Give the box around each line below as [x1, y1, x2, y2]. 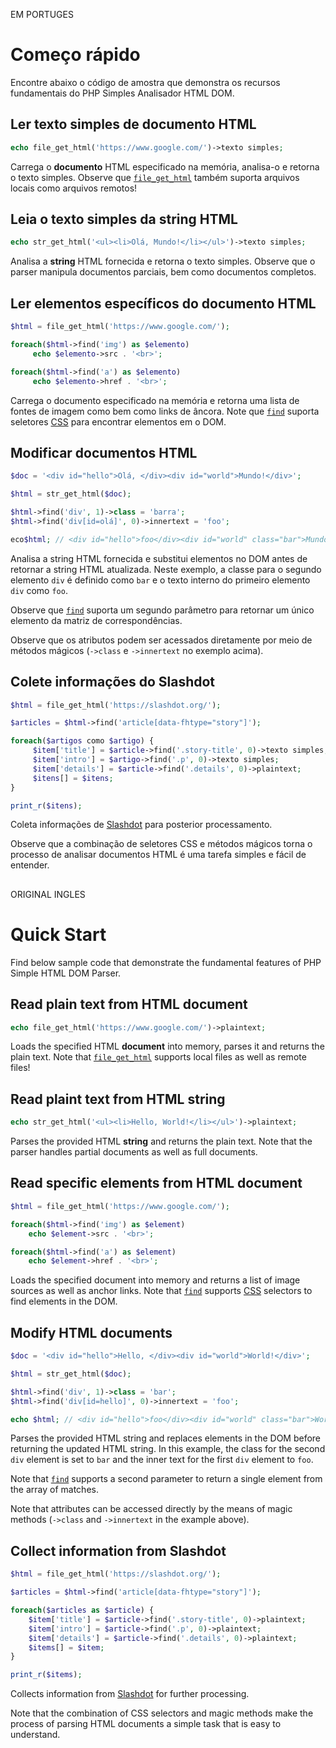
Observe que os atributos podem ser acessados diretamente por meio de [10, 634, 313, 646]
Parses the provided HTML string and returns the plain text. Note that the [10, 1135, 313, 1148]
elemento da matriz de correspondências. [10, 614, 183, 626]
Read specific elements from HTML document [10, 1175, 303, 1192]
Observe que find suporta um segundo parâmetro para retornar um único [10, 604, 315, 616]
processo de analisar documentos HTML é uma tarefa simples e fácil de [10, 849, 307, 861]
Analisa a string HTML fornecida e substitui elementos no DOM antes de [10, 552, 308, 564]
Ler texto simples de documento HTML [10, 116, 257, 133]
